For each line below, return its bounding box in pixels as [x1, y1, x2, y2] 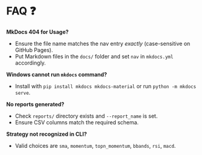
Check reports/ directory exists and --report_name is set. [14, 112, 158, 119]
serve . [14, 89, 31, 96]
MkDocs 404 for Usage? [6, 28, 69, 36]
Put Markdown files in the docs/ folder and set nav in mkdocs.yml [14, 52, 174, 60]
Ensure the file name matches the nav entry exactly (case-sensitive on [14, 40, 191, 47]
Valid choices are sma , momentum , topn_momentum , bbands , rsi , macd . [14, 142, 176, 149]
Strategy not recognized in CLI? [6, 130, 87, 138]
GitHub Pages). [14, 46, 53, 54]
